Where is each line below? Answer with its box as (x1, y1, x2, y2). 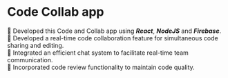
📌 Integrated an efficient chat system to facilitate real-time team (7, 49, 189, 57)
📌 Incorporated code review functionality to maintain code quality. (7, 63, 195, 71)
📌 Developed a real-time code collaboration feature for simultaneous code (7, 34, 219, 42)
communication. (7, 55, 53, 64)
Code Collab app (7, 4, 104, 20)
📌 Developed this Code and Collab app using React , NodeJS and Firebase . (7, 27, 222, 35)
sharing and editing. (7, 41, 64, 49)
